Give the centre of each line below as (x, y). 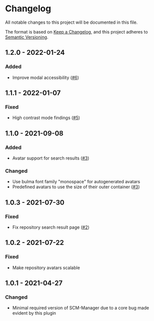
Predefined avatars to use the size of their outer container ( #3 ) (76, 187)
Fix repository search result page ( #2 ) (51, 227)
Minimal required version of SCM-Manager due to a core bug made (81, 308)
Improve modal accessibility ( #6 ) (46, 78)
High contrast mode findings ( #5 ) (46, 118)
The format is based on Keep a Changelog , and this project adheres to (77, 32)
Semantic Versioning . (27, 37)
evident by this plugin (34, 313)
